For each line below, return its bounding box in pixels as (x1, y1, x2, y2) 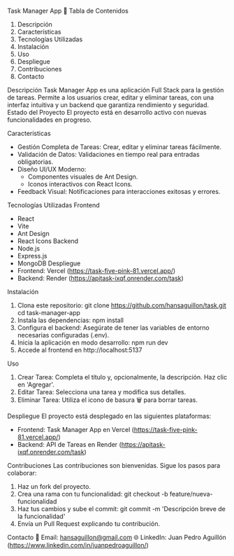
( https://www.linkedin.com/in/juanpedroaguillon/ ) (7, 541, 149, 549)
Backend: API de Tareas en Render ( (17, 440, 122, 448)
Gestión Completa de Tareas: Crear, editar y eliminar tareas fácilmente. (17, 143, 222, 151)
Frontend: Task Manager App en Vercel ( (17, 426, 135, 433)
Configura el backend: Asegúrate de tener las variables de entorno (17, 324, 210, 332)
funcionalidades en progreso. (7, 116, 92, 124)
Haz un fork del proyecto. (17, 482, 91, 490)
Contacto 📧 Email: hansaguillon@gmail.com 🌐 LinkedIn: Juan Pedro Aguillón (7, 533, 227, 541)
